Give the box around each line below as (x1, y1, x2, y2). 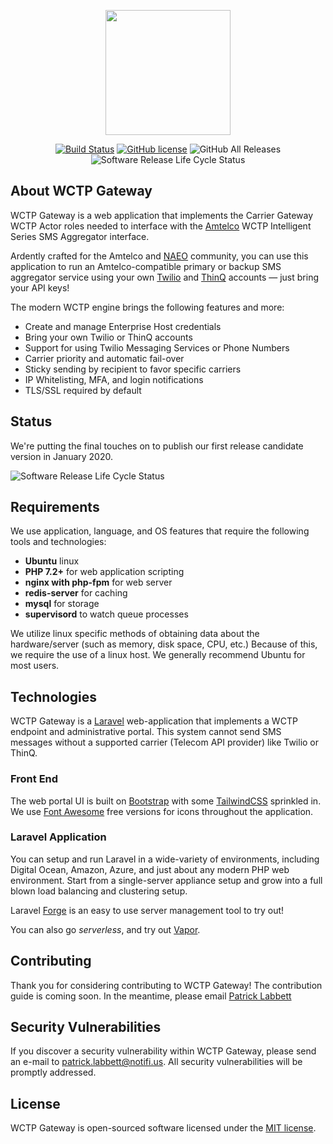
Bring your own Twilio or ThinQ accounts (24, 331, 193, 343)
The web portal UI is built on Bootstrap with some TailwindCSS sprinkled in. (10, 795, 322, 807)
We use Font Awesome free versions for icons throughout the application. (10, 805, 314, 817)
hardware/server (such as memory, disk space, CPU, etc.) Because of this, (10, 638, 318, 650)
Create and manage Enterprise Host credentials (24, 320, 222, 332)
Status (10, 413, 53, 430)
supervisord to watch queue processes (24, 608, 189, 620)
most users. (10, 660, 60, 672)
